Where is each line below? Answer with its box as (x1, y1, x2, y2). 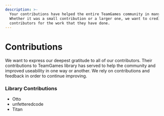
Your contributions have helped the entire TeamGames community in (9, 12, 150, 17)
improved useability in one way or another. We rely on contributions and (5, 68, 150, 74)
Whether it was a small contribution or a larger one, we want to (9, 16, 147, 21)
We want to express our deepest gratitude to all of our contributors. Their (5, 58, 152, 64)
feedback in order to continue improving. (5, 73, 87, 79)
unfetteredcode (12, 101, 44, 107)
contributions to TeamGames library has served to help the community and (5, 63, 156, 68)
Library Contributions (5, 85, 58, 92)
